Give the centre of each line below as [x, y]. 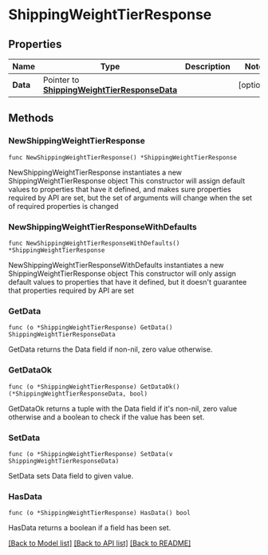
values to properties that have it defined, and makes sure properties [120, 189]
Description [208, 67]
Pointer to [61, 80]
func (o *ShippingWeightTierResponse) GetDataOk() [94, 387]
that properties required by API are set [71, 290]
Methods [31, 118]
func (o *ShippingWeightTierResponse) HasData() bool [100, 513]
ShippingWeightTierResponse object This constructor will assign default [127, 180]
